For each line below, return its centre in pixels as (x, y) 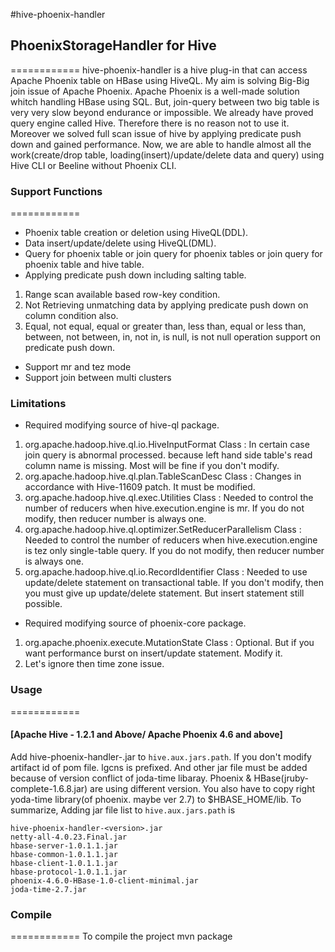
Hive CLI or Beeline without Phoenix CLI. (93, 165)
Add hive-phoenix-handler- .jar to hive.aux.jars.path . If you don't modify (161, 756)
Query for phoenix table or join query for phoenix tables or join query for (173, 254)
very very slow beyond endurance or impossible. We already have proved (162, 112)
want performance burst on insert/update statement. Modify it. (153, 653)
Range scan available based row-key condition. (122, 295)
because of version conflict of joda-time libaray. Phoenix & (131, 778)
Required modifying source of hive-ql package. (122, 425)
